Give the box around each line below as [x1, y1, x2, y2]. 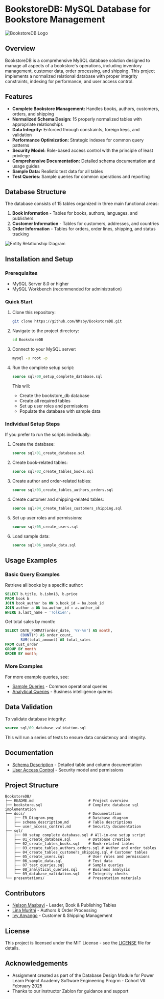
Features [5, 92, 33, 101]
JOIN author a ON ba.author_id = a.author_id [5, 605, 99, 610]
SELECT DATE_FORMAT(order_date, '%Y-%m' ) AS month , [5, 628, 113, 633]
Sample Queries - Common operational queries [12, 684, 108, 689]
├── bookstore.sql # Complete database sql [5, 802, 139, 808]
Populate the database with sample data [19, 408, 101, 414]
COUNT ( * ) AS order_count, [20, 633, 73, 638]
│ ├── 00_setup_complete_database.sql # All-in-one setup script [5, 833, 146, 838]
